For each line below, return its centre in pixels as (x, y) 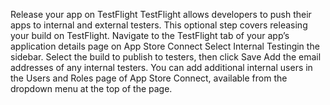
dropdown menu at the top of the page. (91, 88)
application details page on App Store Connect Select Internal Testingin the (165, 46)
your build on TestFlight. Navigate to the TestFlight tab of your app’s (150, 35)
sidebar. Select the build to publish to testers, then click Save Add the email (166, 57)
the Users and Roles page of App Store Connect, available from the (149, 78)
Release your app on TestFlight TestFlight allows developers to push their (161, 14)
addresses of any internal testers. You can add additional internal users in (161, 67)
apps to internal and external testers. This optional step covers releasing (159, 25)
